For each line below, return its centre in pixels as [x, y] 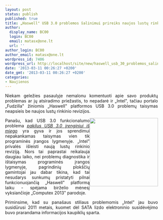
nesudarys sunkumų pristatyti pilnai [47, 177]
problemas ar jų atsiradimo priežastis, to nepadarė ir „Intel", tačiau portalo [81, 101]
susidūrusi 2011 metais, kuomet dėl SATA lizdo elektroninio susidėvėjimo [81, 207]
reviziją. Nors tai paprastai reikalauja [47, 152]
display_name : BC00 [29, 32]
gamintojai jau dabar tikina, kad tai [47, 172]
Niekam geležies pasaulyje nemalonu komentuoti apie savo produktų [81, 96]
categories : [17, 77]
